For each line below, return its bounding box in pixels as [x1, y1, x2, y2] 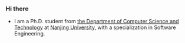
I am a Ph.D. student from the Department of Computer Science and [14, 18, 179, 25]
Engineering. [14, 30, 45, 37]
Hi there [5, 5, 29, 13]
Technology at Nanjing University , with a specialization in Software [14, 24, 176, 31]
